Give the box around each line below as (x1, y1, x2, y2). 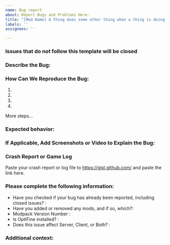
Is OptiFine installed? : (12, 216, 60, 222)
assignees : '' (5, 27, 36, 32)
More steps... (5, 113, 33, 119)
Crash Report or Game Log (5, 153, 72, 160)
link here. (5, 170, 25, 176)
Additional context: (5, 234, 54, 241)
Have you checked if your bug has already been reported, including (12, 194, 155, 201)
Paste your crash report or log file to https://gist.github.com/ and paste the (5, 164, 162, 171)
